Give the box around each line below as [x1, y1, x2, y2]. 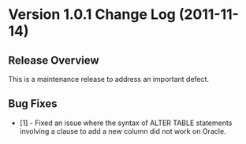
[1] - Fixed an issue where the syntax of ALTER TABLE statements [19, 118, 233, 127]
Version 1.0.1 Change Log [8, 6, 176, 24]
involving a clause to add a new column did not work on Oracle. [19, 126, 226, 135]
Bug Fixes [8, 97, 58, 111]
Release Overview [8, 54, 100, 67]
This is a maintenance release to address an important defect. [8, 75, 210, 83]
